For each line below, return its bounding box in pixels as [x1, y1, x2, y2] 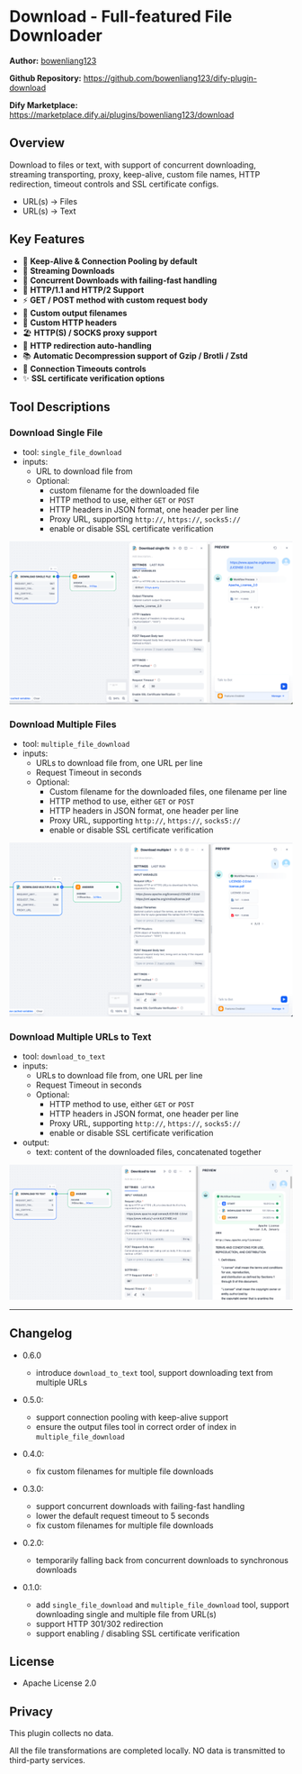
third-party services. [9, 1755, 85, 1766]
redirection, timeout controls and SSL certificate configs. [9, 178, 219, 189]
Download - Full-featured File [9, 6, 233, 27]
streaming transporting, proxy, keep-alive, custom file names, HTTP [9, 168, 261, 179]
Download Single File [9, 426, 103, 439]
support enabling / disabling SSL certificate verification [35, 1628, 240, 1639]
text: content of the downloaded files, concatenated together [35, 1147, 262, 1158]
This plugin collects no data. [9, 1728, 114, 1739]
